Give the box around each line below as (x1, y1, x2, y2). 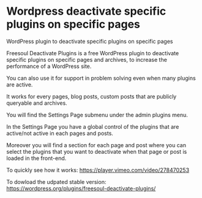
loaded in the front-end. (6, 154, 67, 162)
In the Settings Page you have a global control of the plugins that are (6, 123, 179, 130)
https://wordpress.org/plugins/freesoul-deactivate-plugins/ (6, 185, 156, 192)
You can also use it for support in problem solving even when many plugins (6, 74, 196, 82)
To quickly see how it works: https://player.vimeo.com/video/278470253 (6, 166, 190, 173)
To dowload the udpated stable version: (6, 178, 107, 185)
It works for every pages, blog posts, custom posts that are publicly (6, 93, 177, 100)
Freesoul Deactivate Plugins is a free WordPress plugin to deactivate (6, 49, 179, 56)
